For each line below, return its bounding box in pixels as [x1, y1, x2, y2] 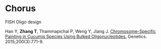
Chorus [5, 3, 36, 14]
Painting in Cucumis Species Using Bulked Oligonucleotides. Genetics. [5, 33, 147, 39]
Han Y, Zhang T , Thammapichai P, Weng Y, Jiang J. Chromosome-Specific [5, 28, 156, 34]
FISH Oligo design [5, 19, 42, 25]
